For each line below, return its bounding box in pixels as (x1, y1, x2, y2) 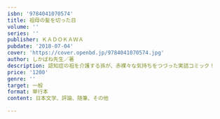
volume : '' (7, 23, 39, 30)
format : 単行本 (7, 88, 48, 95)
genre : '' (7, 75, 36, 83)
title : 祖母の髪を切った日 (7, 17, 77, 24)
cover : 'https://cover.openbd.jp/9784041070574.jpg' (7, 50, 165, 57)
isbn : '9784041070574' (7, 10, 74, 17)
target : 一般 (7, 82, 43, 89)
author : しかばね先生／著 (7, 56, 75, 63)
